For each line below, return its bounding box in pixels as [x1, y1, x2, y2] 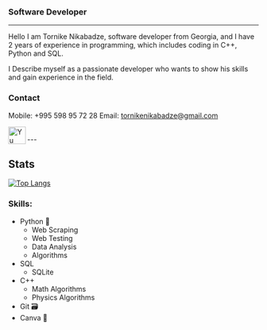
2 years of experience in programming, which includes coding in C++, [8, 41, 238, 50]
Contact [8, 92, 41, 103]
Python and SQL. [8, 49, 64, 58]
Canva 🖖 [19, 313, 48, 322]
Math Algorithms [31, 284, 87, 293]
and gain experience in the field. [8, 72, 114, 82]
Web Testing [31, 233, 73, 243]
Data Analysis [31, 242, 77, 251]
